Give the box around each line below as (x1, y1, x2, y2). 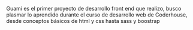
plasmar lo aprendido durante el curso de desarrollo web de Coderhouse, (6, 11, 188, 18)
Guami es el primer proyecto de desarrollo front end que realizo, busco (6, 5, 182, 12)
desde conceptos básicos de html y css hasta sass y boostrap (6, 18, 160, 24)
